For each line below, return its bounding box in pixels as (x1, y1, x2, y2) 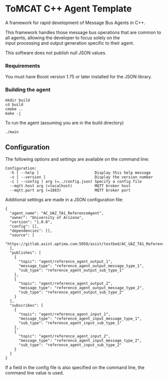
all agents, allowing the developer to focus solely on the (5, 35, 120, 41)
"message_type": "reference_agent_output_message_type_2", (18, 286, 144, 291)
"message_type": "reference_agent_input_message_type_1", (18, 316, 142, 321)
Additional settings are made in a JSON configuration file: (5, 197, 123, 203)
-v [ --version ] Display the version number (9, 175, 153, 180)
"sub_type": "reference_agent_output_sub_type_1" (18, 268, 124, 273)
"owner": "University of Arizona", (9, 215, 84, 220)
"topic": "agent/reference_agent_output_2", (18, 281, 113, 286)
